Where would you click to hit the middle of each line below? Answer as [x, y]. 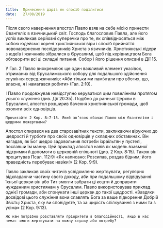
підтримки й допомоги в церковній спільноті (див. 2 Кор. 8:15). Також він [81, 152]
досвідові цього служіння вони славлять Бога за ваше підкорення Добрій [82, 197]
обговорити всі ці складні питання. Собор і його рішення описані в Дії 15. [81, 59]
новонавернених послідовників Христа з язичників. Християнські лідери [81, 49]
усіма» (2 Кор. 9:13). [26, 208]
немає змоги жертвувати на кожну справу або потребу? [61, 221]
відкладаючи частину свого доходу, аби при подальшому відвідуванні [79, 176]
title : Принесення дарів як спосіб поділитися [55, 9]
